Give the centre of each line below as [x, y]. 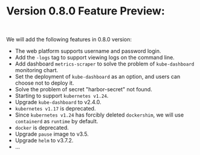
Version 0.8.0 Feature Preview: [85, 11]
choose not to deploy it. [44, 83]
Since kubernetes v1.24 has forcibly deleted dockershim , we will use [99, 115]
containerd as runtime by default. [56, 121]
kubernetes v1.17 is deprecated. [55, 108]
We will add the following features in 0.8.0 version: [69, 39]
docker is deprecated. [42, 127]
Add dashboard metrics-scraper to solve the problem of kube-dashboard [105, 64]
